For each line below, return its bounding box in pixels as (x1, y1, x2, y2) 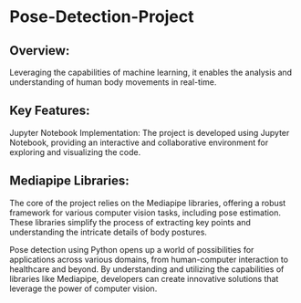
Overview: (9, 43, 70, 58)
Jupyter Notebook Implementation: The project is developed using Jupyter (9, 127, 290, 138)
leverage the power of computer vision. (9, 283, 158, 294)
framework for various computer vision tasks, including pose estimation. (9, 207, 281, 218)
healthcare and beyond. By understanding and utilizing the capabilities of (9, 263, 285, 275)
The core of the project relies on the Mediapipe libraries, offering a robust (9, 197, 286, 208)
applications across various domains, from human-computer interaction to (9, 254, 289, 265)
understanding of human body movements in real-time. (9, 77, 217, 88)
